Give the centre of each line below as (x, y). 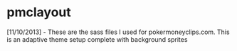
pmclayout (39, 12)
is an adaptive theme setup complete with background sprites (97, 39)
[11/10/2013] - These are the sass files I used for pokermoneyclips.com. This (118, 32)
